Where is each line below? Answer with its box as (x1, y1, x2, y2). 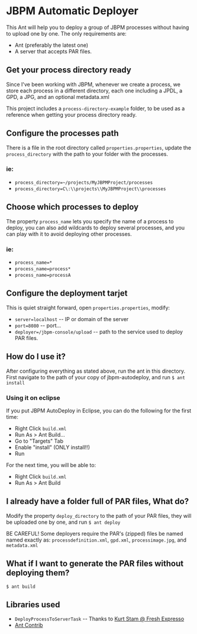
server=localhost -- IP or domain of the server (14, 315, 129, 322)
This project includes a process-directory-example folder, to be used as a (6, 105, 185, 112)
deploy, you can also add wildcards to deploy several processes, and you (6, 224, 185, 231)
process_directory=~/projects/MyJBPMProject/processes (14, 180, 153, 185)
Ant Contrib (14, 622, 43, 629)
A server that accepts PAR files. (14, 47, 92, 55)
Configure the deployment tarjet (6, 289, 128, 299)
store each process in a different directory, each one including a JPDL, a (6, 87, 183, 94)
